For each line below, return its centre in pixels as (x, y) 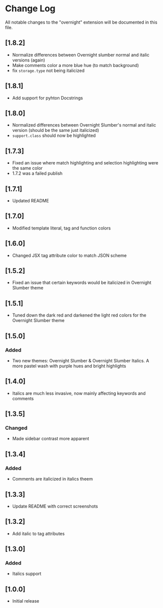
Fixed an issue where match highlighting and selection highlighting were (85, 163)
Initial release (26, 601)
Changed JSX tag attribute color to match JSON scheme (69, 255)
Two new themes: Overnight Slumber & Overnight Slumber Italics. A (81, 360)
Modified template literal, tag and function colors (61, 228)
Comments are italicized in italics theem (53, 479)
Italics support (27, 574)
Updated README (30, 201)
